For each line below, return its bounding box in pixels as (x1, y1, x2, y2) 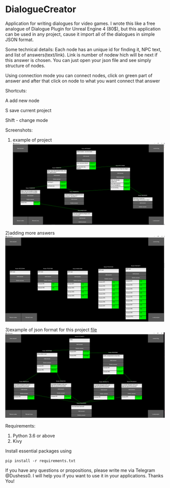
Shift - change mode (5, 117, 48, 123)
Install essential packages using (5, 448, 72, 454)
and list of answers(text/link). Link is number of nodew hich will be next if (5, 52, 158, 58)
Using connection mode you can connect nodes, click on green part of (5, 72, 153, 78)
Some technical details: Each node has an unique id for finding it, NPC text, (5, 46, 162, 52)
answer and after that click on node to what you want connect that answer (5, 78, 160, 84)
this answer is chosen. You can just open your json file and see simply (5, 57, 152, 63)
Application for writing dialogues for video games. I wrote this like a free (5, 20, 155, 26)
